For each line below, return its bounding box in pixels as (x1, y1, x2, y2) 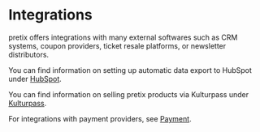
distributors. (8, 49, 50, 59)
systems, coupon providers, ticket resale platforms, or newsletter (8, 40, 227, 50)
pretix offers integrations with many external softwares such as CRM (8, 32, 238, 42)
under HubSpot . (8, 74, 63, 83)
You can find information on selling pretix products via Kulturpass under (8, 89, 249, 99)
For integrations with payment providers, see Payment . (8, 113, 193, 123)
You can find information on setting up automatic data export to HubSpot (8, 65, 252, 75)
